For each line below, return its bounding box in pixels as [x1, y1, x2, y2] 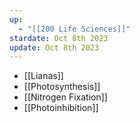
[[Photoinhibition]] [23, 102, 99, 114]
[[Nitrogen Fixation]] [23, 91, 108, 103]
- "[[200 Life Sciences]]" [18, 24, 131, 34]
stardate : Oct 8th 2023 [9, 33, 109, 43]
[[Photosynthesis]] [23, 81, 101, 93]
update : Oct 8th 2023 [9, 42, 100, 53]
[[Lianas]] [23, 70, 64, 82]
